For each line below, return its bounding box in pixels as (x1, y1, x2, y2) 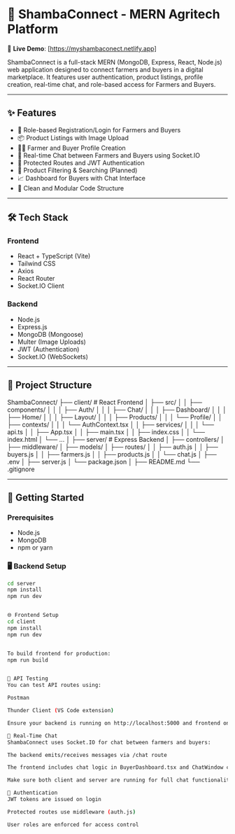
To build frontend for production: (7, 650, 111, 657)
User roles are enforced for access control (7, 821, 139, 828)
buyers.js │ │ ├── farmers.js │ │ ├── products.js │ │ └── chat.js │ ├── (7, 450, 217, 458)
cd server (7, 580, 36, 587)
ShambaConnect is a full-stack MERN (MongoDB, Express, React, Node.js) (7, 57, 222, 66)
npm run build (7, 656, 49, 664)
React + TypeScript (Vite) (17, 252, 91, 260)
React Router (17, 274, 55, 283)
